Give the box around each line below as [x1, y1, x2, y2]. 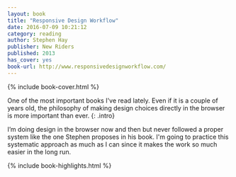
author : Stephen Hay [7, 37, 69, 44]
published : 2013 [7, 50, 55, 57]
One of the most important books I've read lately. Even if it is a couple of [7, 96, 218, 105]
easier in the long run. [7, 147, 72, 156]
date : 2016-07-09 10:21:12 [7, 23, 87, 30]
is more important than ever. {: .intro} [7, 111, 116, 120]
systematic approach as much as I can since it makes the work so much [7, 139, 218, 149]
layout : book [7, 10, 46, 18]
